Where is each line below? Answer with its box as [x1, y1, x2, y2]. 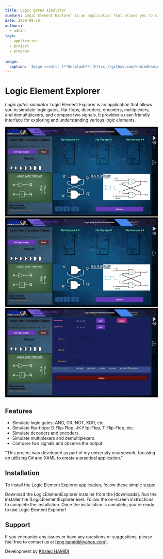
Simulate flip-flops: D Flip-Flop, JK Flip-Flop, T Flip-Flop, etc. [12, 425, 134, 430]
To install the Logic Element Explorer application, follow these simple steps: [5, 482, 156, 488]
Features [5, 407, 33, 415]
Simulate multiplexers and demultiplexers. [12, 435, 96, 441]
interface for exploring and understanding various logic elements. [5, 117, 136, 123]
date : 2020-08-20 [5, 18, 40, 23]
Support [5, 521, 31, 529]
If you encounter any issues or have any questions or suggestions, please [5, 534, 152, 540]
